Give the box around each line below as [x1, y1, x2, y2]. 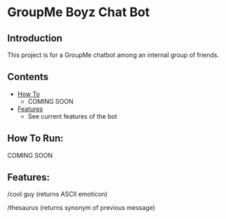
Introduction [7, 32, 63, 44]
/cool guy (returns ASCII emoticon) [7, 190, 108, 199]
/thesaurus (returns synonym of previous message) [7, 204, 155, 212]
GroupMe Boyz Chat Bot [7, 4, 150, 20]
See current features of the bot [27, 112, 118, 120]
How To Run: [7, 133, 64, 145]
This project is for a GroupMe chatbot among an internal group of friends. [7, 51, 220, 59]
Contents [7, 71, 49, 83]
